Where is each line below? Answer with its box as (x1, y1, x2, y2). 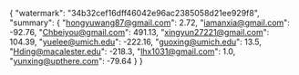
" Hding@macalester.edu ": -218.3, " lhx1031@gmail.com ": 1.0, (9, 46, 236, 57)
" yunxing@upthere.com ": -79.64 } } (9, 56, 144, 66)
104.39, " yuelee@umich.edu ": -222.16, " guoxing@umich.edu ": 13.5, (9, 36, 263, 47)
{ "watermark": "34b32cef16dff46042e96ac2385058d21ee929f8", (9, 8, 260, 18)
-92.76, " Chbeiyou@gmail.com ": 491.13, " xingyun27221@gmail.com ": (9, 27, 270, 37)
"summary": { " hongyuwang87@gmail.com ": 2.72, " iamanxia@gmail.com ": (9, 17, 290, 28)
